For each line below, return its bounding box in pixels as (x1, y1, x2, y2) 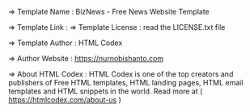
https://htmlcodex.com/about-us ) (8, 95, 121, 104)
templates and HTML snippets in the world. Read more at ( (8, 86, 203, 96)
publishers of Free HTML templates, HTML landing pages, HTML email (8, 78, 244, 87)
